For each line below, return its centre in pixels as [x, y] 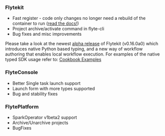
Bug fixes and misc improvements [47, 34]
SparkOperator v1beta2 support [45, 117]
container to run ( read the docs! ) [46, 23]
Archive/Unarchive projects [40, 123]
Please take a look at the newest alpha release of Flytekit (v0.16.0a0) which [82, 44]
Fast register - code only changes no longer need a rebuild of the [79, 18]
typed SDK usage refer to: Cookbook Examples [53, 60]
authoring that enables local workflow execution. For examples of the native [82, 54]
